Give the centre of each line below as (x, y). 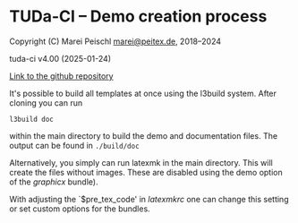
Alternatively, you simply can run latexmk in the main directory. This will (141, 162)
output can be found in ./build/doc (75, 145)
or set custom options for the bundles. (80, 209)
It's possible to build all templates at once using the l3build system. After (143, 93)
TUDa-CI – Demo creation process (138, 17)
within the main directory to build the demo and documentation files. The (144, 135)
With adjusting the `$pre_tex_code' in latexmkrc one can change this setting (149, 199)
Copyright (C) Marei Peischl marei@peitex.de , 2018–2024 (115, 41)
